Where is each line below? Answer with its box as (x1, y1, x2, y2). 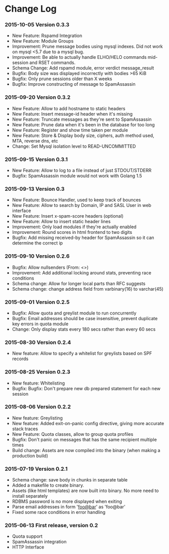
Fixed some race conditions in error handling (12, 509, 106, 515)
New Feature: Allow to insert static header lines (12, 219, 111, 225)
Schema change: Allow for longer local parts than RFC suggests (12, 280, 146, 287)
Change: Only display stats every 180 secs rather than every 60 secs (12, 326, 156, 332)
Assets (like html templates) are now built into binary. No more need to (12, 488, 159, 494)
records (12, 356, 29, 362)
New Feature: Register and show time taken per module (12, 127, 129, 133)
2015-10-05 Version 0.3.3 (5, 21, 69, 28)
